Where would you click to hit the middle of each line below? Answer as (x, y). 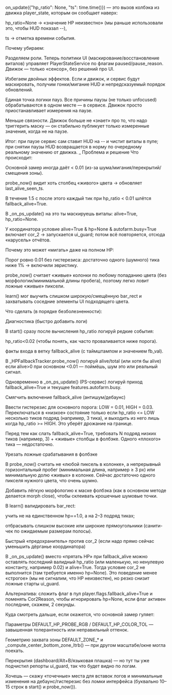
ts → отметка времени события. (40, 38)
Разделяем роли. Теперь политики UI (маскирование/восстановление (82, 58)
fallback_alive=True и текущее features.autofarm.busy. (63, 387)
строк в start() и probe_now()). (44, 687)
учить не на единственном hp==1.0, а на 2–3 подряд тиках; (70, 516)
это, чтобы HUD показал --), (36, 28)
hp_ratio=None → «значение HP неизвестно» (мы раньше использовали (84, 23)
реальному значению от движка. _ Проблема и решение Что (72, 152)
